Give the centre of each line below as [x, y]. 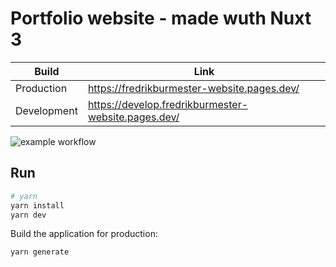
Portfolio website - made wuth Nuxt [161, 18]
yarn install [37, 205]
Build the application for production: [84, 234]
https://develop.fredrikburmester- [168, 104]
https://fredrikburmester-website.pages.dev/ [193, 88]
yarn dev [28, 215]
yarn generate [40, 252]
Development [46, 110]
